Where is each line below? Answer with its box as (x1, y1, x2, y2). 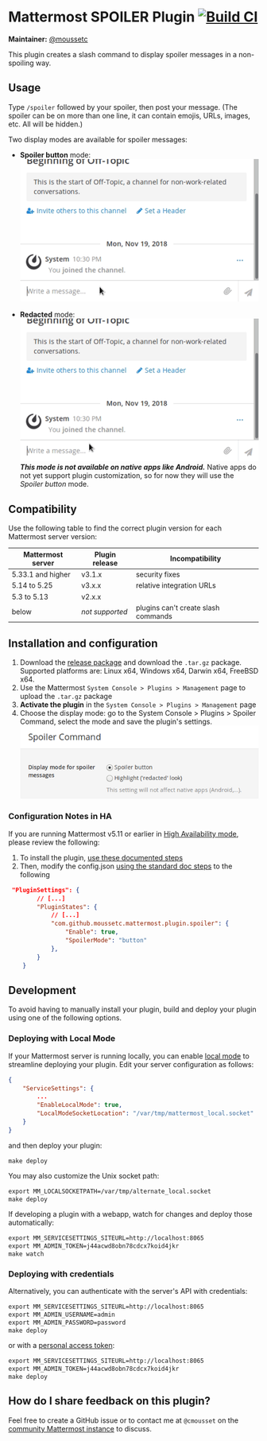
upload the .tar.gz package (19, 692, 113, 701)
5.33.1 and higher (11, 569, 72, 579)
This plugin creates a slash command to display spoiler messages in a (8, 49, 237, 59)
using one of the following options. (8, 1013, 122, 1023)
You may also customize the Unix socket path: (8, 1171, 160, 1180)
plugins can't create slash (135, 603, 220, 612)
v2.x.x (80, 592, 102, 601)
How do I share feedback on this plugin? (8, 1394, 211, 1408)
